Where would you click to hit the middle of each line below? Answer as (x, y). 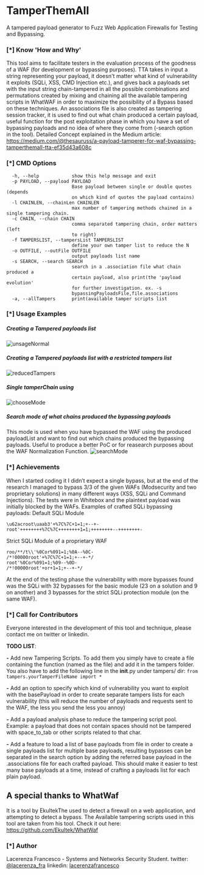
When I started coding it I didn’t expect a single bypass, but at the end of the (102, 480)
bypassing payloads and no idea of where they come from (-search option (100, 128)
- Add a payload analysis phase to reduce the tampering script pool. (92, 719)
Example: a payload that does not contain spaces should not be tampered (99, 726)
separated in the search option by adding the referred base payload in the (99, 757)
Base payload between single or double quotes (132, 187)
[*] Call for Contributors (42, 614)
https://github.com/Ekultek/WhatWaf (52, 830)
